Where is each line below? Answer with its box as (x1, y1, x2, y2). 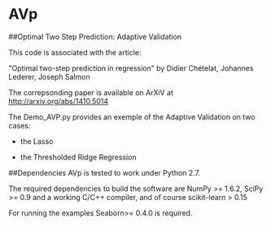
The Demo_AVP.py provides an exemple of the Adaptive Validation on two (8, 111, 256, 122)
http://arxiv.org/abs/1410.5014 (8, 96, 109, 106)
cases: (8, 120, 31, 130)
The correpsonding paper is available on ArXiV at (8, 87, 173, 98)
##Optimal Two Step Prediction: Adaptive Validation (8, 32, 181, 41)
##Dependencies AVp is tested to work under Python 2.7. (8, 167, 201, 177)
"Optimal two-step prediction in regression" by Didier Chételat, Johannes (8, 63, 254, 73)
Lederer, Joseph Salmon (8, 72, 91, 81)
